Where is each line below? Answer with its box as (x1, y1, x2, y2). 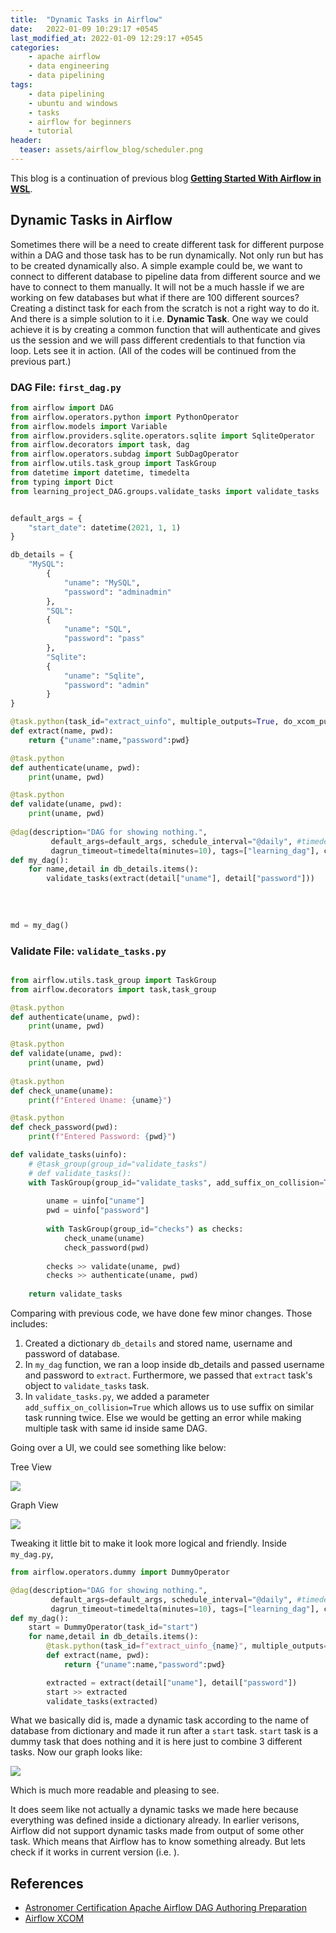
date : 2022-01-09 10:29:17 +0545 (10, 24, 159, 34)
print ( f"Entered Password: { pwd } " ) (28, 1132, 177, 1142)
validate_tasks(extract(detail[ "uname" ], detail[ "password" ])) (46, 874, 315, 884)
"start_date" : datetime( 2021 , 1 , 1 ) (28, 522, 182, 533)
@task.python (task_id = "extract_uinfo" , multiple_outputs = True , (10, 717, 280, 727)
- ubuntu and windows (28, 98, 118, 108)
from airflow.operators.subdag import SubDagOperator (10, 449, 240, 460)
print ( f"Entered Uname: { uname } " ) (28, 1095, 172, 1105)
